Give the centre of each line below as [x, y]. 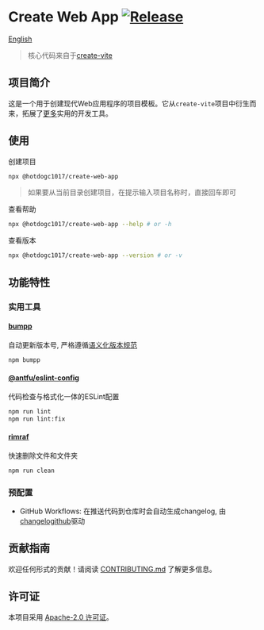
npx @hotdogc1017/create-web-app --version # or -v [95, 255]
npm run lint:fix [37, 419]
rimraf [19, 437]
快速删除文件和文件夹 [43, 455]
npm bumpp [25, 360]
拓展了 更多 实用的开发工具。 [67, 113]
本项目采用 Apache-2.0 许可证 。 [61, 617]
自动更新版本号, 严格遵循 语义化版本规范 [73, 344]
